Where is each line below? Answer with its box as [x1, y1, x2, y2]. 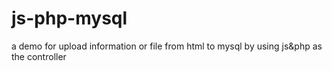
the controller [11, 50, 67, 62]
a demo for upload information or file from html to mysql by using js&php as [11, 40, 323, 52]
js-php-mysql [11, 7, 128, 30]
